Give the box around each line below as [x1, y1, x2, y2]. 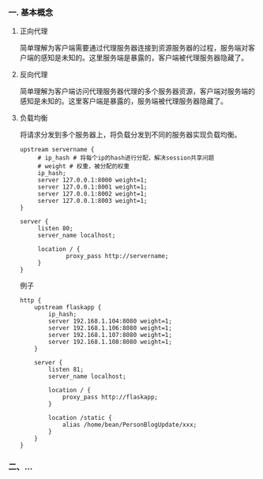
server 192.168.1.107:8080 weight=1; [48, 331, 172, 339]
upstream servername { [19, 146, 95, 154]
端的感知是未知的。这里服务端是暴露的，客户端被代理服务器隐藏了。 [26, 53, 249, 62]
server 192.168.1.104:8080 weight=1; [48, 317, 172, 325]
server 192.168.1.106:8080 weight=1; [48, 324, 172, 332]
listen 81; [48, 365, 85, 374]
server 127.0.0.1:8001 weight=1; [37, 183, 148, 191]
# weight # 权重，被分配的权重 [37, 163, 130, 170]
